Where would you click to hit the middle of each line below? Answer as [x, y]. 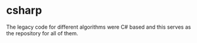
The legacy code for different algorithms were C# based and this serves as [99, 27]
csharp [24, 10]
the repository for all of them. [42, 33]
